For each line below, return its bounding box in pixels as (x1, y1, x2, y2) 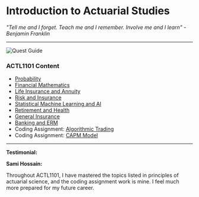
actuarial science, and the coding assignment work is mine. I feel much (6, 178, 179, 185)
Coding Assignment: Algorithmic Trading (14, 125, 114, 133)
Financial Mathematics (14, 82, 70, 89)
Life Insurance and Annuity (14, 88, 81, 95)
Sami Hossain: (6, 160, 43, 167)
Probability (14, 75, 41, 82)
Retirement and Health (14, 106, 70, 114)
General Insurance (14, 113, 60, 120)
